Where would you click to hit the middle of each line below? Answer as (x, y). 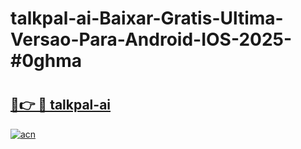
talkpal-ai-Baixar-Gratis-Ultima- (147, 18)
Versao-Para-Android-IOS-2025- (151, 39)
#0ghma (46, 61)
